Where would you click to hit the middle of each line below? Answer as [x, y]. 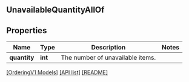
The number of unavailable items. [108, 58]
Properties [27, 30]
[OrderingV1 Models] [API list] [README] [57, 72]
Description [108, 48]
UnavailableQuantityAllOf [55, 10]
